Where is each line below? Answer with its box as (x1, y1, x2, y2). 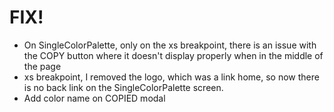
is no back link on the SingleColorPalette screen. (23, 81, 224, 93)
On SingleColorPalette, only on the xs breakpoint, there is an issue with (23, 39, 317, 51)
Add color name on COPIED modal (23, 92, 166, 104)
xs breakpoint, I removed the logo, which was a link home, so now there (23, 71, 320, 83)
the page (23, 60, 62, 72)
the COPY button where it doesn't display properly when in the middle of (23, 49, 324, 61)
